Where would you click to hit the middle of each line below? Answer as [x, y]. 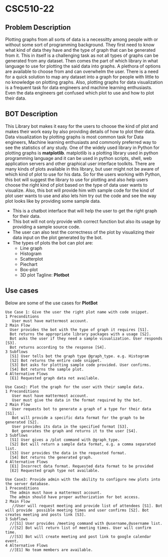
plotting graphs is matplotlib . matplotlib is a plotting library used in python [82, 153]
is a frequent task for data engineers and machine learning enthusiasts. [79, 88]
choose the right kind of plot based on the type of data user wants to [76, 185]
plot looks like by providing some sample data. [53, 201]
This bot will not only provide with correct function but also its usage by [87, 221]
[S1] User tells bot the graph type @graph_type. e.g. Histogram [79, 356]
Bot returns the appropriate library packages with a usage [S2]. [80, 334]
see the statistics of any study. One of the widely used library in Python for [82, 147]
